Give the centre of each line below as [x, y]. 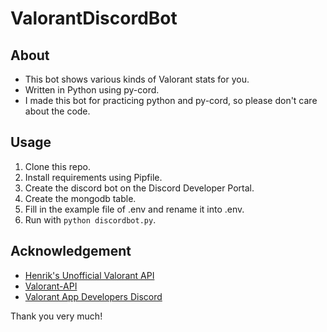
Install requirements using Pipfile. [93, 177]
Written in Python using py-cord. [92, 90]
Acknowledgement [71, 251]
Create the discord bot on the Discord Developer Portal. [139, 188]
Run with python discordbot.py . [90, 219]
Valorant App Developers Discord [93, 296]
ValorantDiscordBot [94, 18]
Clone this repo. [57, 166]
